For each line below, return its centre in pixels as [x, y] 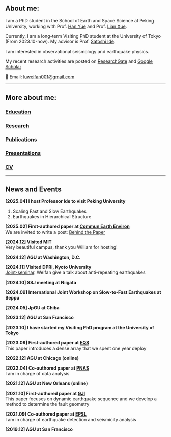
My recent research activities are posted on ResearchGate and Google [79, 61]
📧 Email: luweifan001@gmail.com [40, 77]
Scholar [13, 66]
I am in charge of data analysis [37, 373]
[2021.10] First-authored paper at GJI [45, 393]
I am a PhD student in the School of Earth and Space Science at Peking [80, 20]
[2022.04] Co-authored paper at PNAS [47, 368]
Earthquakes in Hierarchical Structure [52, 216]
